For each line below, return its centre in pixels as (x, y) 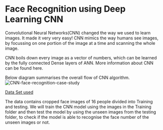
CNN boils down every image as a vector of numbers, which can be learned (81, 57)
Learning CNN (34, 19)
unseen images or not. (27, 122)
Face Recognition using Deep (65, 9)
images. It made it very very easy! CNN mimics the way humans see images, (82, 38)
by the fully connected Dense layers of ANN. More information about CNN (79, 63)
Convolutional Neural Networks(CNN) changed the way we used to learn (78, 33)
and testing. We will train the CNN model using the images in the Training (78, 107)
